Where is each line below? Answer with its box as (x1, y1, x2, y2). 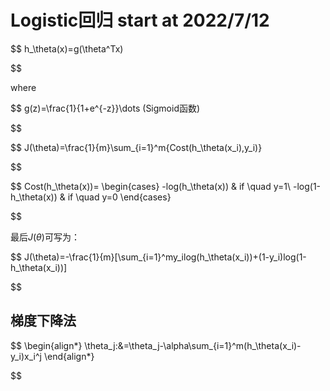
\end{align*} (43, 350, 95, 362)
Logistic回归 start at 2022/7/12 (10, 9, 270, 32)
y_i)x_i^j (10, 350, 42, 362)
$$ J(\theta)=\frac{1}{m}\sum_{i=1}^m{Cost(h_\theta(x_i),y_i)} (10, 141, 263, 153)
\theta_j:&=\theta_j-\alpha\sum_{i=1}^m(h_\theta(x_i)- (84, 339, 302, 351)
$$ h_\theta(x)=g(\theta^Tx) (10, 42, 124, 55)
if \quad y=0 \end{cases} (67, 191, 172, 203)
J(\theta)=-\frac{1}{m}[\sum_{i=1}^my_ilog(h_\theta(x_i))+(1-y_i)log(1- (23, 251, 307, 263)
